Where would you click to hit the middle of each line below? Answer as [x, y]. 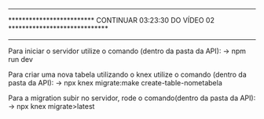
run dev [21, 59]
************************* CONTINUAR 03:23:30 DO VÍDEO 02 [111, 20]
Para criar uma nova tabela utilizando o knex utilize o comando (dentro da [128, 74]
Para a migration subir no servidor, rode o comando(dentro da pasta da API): [132, 98]
